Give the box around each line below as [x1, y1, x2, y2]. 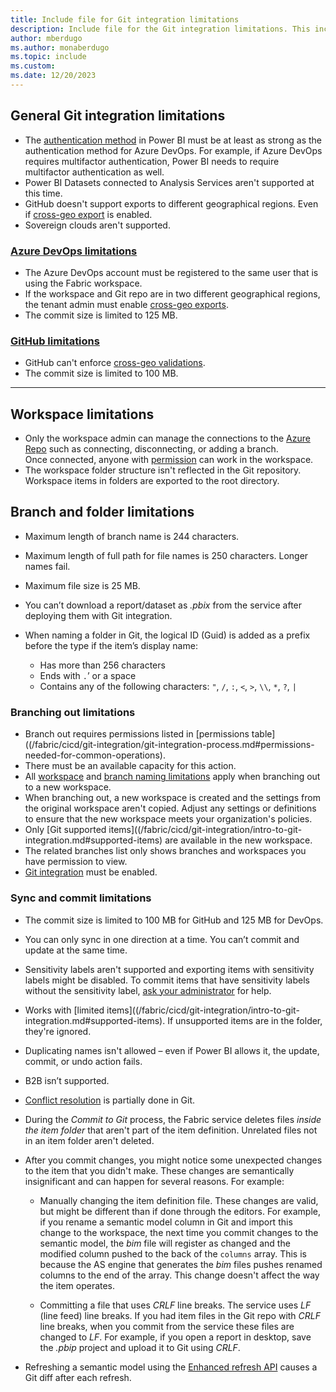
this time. [24, 187, 63, 199]
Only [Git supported [24, 824, 107, 836]
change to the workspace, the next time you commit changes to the [39, 1226, 319, 1238]
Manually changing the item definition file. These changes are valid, [39, 1194, 319, 1206]
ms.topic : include [10, 52, 87, 62]
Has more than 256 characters [39, 659, 166, 671]
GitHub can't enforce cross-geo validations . [24, 357, 206, 369]
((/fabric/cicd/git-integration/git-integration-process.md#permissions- [24, 739, 315, 751]
